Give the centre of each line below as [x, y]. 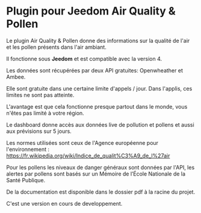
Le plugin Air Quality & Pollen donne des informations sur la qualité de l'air [98, 40]
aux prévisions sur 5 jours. [39, 131]
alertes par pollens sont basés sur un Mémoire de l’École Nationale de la [96, 174]
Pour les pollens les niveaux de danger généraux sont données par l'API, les [100, 167]
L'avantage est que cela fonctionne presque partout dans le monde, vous [97, 106]
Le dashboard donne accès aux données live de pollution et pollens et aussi [100, 124]
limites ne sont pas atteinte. [40, 95]
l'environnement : [28, 149]
